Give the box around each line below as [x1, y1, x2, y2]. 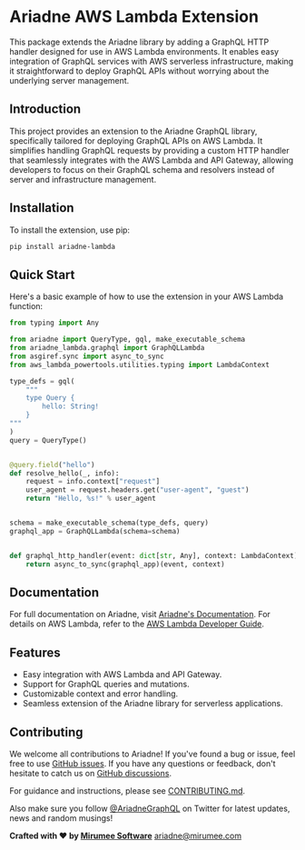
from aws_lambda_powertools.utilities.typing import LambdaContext [9, 360, 271, 369]
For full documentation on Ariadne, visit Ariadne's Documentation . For [9, 609, 271, 620]
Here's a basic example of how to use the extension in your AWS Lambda [9, 291, 284, 302]
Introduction [9, 102, 82, 117]
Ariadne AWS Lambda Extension [9, 6, 259, 27]
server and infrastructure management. [9, 174, 157, 185]
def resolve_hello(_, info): [9, 468, 120, 478]
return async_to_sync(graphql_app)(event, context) [25, 559, 225, 569]
